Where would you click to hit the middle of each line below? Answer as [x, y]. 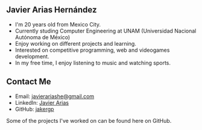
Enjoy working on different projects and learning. [76, 43]
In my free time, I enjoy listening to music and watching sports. [93, 63]
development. [32, 56]
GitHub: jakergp [34, 109]
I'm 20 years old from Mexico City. [58, 24]
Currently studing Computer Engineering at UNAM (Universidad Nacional [106, 31]
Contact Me [29, 82]
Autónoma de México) [43, 37]
